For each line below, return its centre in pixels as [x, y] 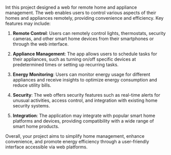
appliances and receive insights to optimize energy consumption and [85, 80]
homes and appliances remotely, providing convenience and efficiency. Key [84, 18]
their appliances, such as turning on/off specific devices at [74, 59]
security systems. [31, 106]
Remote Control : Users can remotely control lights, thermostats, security [89, 33]
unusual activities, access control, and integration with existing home [85, 100]
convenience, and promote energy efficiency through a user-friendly [77, 142]
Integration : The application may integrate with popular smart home [84, 115]
